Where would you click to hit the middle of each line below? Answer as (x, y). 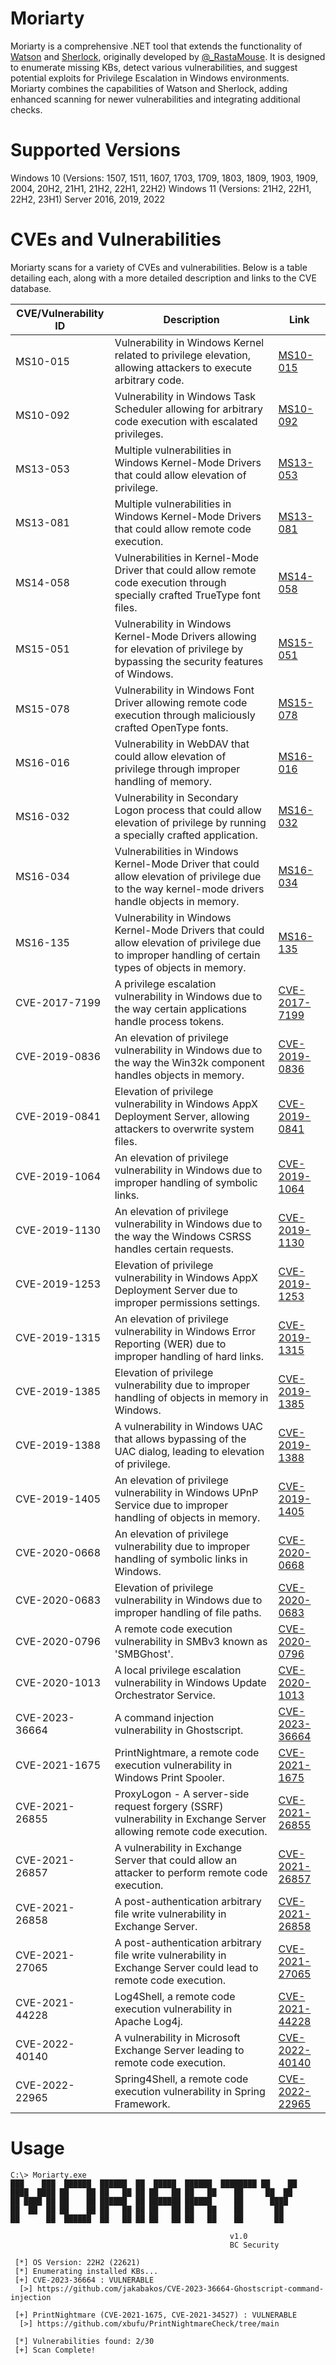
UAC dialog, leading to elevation (189, 1451)
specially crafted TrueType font (187, 595)
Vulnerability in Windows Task (185, 396)
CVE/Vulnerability (60, 313)
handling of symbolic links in (181, 1559)
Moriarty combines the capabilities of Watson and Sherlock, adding (149, 88)
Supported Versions (95, 150)
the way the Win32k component (189, 1062)
